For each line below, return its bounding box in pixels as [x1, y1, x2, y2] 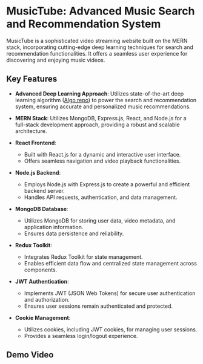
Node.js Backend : [15, 169, 61, 176]
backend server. [24, 187, 65, 194]
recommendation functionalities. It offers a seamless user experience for [6, 50, 188, 57]
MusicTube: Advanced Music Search [6, 4, 195, 18]
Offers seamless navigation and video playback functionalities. [24, 157, 181, 164]
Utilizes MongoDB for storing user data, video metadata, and [24, 216, 176, 224]
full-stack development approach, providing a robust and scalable [15, 121, 180, 128]
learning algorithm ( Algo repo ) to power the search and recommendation [15, 96, 197, 103]
